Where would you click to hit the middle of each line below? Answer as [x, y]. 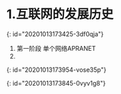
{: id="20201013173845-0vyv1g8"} [56, 83]
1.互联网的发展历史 [60, 14]
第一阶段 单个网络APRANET [56, 48]
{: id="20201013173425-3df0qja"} [55, 34]
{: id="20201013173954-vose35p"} [57, 70]
